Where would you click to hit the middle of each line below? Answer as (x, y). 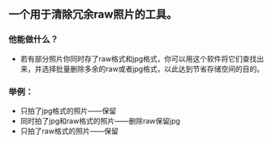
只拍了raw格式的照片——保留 (69, 131)
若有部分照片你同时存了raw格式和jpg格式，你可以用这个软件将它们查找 (138, 58)
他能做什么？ (34, 40)
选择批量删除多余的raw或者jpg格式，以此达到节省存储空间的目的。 (153, 69)
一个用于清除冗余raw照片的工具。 (93, 15)
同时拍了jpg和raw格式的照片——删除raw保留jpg (100, 120)
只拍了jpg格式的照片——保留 (68, 111)
